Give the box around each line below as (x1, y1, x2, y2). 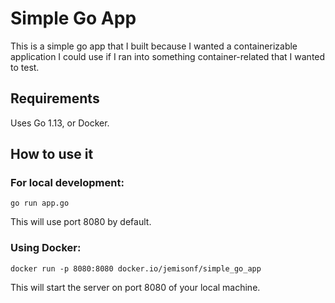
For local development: (10, 176, 125, 190)
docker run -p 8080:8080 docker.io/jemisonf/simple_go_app (10, 263, 262, 274)
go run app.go (10, 198, 70, 209)
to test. (10, 61, 40, 73)
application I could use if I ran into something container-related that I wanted (10, 50, 326, 62)
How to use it (10, 146, 94, 163)
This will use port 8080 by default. (10, 216, 152, 228)
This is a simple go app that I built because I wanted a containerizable (10, 40, 298, 52)
